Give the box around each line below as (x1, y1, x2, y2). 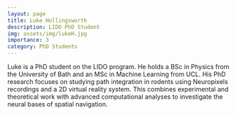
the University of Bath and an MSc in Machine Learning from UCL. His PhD (7, 70, 226, 78)
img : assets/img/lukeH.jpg (7, 30, 87, 37)
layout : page (7, 10, 46, 18)
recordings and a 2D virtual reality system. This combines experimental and (7, 85, 229, 93)
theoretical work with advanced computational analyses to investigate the (7, 92, 223, 101)
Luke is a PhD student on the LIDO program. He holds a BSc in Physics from (7, 63, 230, 71)
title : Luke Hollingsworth (7, 17, 87, 24)
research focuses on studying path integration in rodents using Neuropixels (7, 78, 229, 85)
